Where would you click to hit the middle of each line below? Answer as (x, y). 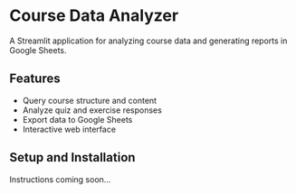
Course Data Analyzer (94, 16)
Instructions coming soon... (60, 179)
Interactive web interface (69, 129)
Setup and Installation (72, 157)
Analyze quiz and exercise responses (92, 110)
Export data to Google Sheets (77, 119)
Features (35, 79)
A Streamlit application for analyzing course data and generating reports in (148, 41)
